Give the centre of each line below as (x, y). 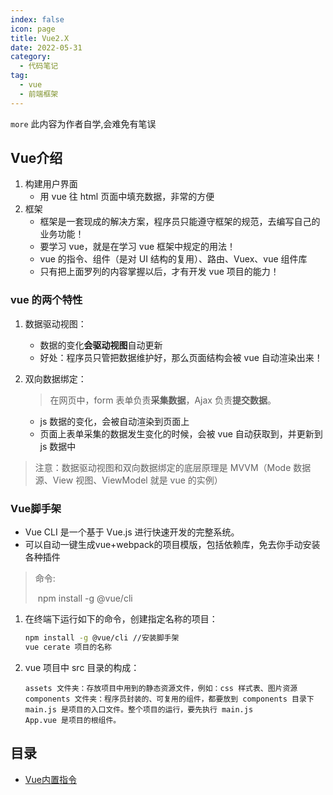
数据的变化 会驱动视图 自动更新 (101, 345)
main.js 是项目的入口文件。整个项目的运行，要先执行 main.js (139, 709)
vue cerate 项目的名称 (68, 647)
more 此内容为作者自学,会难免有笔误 (83, 123)
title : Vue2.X (40, 38)
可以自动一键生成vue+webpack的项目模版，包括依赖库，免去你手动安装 (172, 545)
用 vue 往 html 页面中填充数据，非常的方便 (127, 197)
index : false (37, 19)
